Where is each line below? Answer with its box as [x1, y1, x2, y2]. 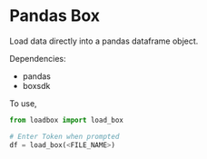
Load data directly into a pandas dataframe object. [9, 35, 199, 46]
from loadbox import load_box [9, 115, 124, 124]
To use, [9, 97, 38, 109]
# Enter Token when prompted [9, 132, 120, 141]
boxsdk [22, 80, 51, 91]
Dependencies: [9, 53, 66, 64]
